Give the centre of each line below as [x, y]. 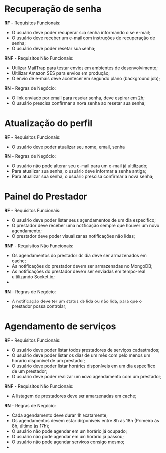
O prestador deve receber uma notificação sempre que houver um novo [85, 225]
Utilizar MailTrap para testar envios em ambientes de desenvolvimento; [84, 68]
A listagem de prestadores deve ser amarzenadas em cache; [74, 396]
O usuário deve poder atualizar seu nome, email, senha [68, 147]
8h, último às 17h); [31, 426]
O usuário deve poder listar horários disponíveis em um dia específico [83, 366]
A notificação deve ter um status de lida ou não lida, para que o [77, 301]
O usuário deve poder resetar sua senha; [54, 48]
